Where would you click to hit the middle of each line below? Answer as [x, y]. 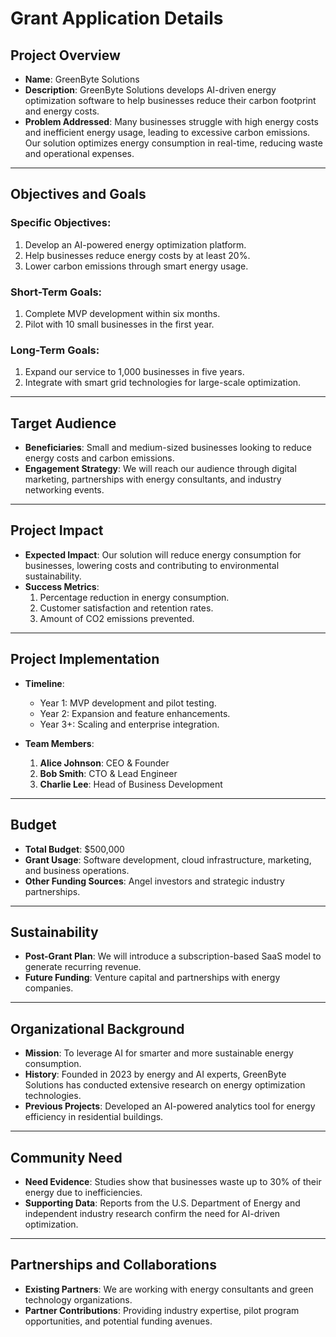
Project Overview [65, 55]
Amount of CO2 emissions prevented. [117, 618]
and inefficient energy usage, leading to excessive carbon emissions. [167, 132]
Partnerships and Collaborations [113, 1265]
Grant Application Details [117, 18]
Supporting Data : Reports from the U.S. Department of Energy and [162, 1203]
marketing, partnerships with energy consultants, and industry [153, 479]
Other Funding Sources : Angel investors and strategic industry [154, 881]
